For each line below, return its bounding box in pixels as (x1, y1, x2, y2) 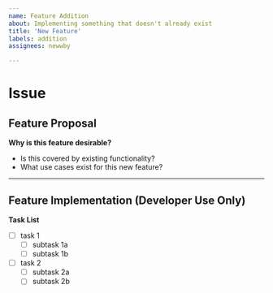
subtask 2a (32, 267, 70, 277)
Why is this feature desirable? (8, 138, 112, 148)
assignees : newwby (8, 42, 71, 50)
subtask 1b (32, 249, 69, 259)
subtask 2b (32, 277, 71, 287)
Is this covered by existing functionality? (19, 153, 156, 163)
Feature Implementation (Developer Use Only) (8, 193, 246, 207)
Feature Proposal (8, 116, 97, 130)
